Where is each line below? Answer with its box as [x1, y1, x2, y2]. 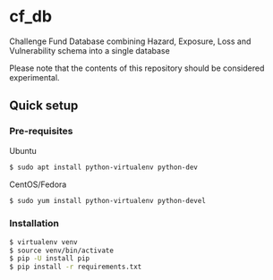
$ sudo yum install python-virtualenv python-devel [9, 196, 206, 205]
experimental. [9, 72, 60, 82]
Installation [9, 217, 60, 230]
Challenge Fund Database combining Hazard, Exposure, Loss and [9, 36, 252, 47]
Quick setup [9, 98, 79, 114]
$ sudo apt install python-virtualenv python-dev [9, 163, 199, 172]
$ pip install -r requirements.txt [9, 262, 142, 272]
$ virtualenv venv [9, 237, 78, 247]
